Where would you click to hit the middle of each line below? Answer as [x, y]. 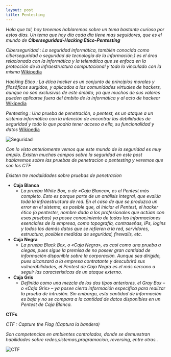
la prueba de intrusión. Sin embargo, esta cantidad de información [91, 293]
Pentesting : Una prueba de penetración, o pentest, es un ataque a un [80, 113]
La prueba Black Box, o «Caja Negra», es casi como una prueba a [91, 245]
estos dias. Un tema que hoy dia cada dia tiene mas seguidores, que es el [84, 35]
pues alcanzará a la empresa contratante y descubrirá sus [83, 261]
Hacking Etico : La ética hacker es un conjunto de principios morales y [80, 82]
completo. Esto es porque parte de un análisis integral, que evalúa [91, 196]
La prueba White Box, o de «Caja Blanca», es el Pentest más [85, 190]
